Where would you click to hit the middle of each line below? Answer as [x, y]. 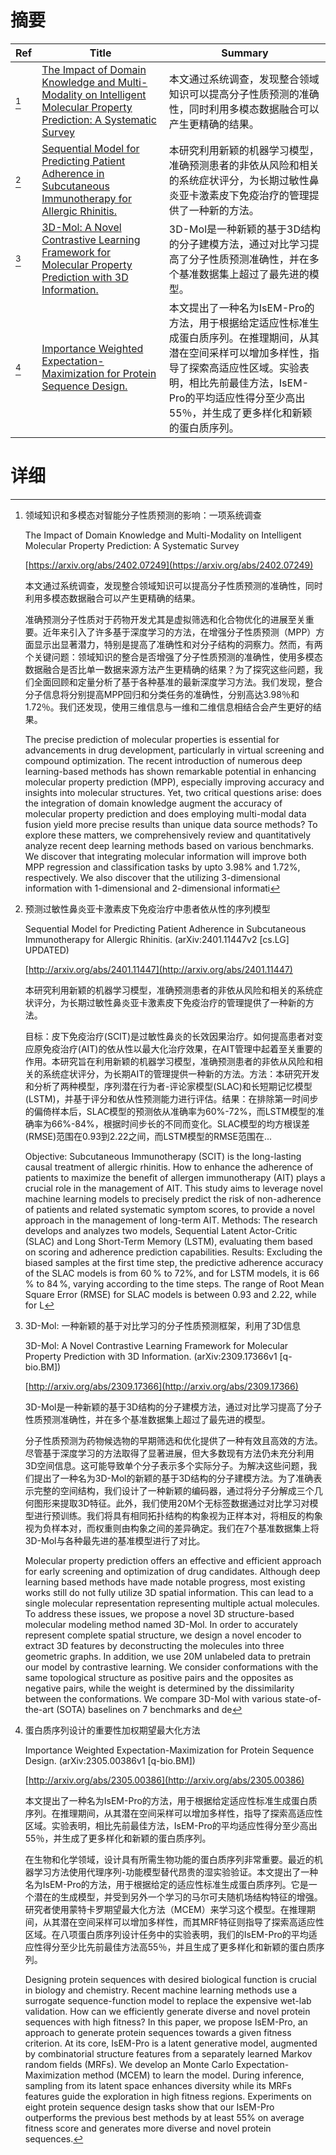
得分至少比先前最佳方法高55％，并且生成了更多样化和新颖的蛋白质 [179, 1947]
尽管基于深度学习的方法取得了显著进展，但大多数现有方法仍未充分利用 [169, 1453]
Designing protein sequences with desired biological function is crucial [170, 1979]
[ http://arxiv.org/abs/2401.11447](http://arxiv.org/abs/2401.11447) [158, 969]
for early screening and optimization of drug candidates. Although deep [172, 1571]
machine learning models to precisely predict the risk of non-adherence [173, 1198]
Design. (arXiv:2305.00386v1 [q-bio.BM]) [110, 1760]
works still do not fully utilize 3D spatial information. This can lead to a [169, 1592]
